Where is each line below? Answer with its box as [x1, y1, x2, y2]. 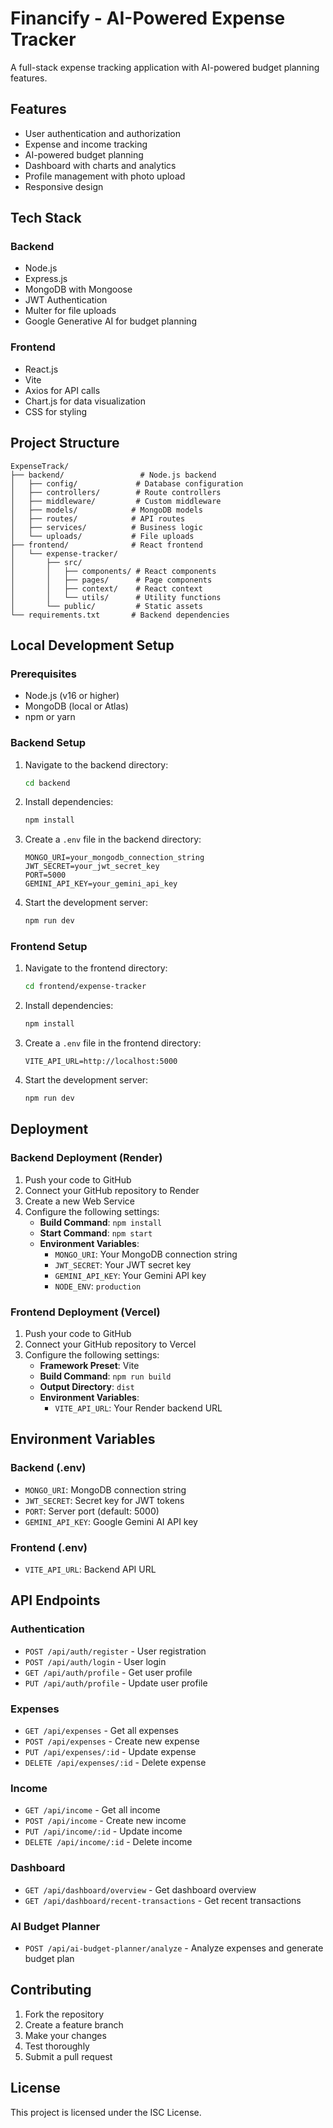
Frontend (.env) [10, 1540, 88, 1554]
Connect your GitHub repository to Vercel [24, 1338, 197, 1351]
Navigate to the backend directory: [24, 758, 169, 771]
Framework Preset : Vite [39, 1360, 140, 1372]
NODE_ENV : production [54, 1280, 142, 1292]
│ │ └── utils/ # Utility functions [10, 592, 222, 602]
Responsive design [24, 180, 104, 192]
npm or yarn [24, 711, 76, 723]
